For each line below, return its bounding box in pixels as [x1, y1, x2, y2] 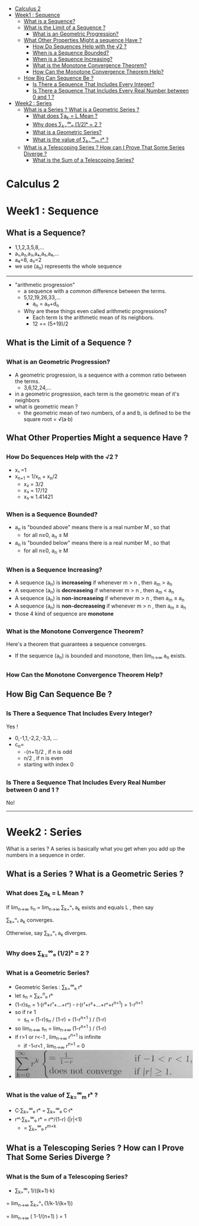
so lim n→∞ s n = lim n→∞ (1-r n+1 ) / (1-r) [14, 1023, 107, 1033]
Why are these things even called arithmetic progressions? [23, 308, 167, 315]
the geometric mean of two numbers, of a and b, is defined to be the [23, 409, 191, 416]
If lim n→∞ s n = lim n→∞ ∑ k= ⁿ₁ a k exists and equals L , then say [6, 903, 154, 912]
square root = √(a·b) [23, 415, 73, 422]
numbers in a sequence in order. [6, 852, 85, 859]
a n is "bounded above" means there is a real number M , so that [14, 524, 171, 532]
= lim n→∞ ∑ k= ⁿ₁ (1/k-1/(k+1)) [6, 1200, 73, 1208]
